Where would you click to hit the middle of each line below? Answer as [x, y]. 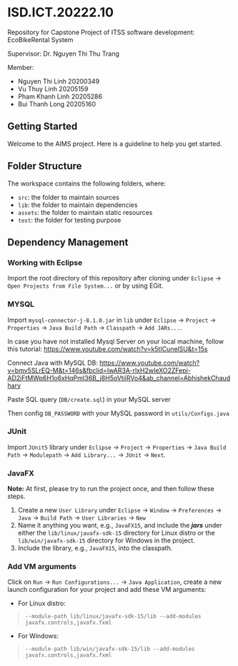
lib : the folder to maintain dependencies [78, 205]
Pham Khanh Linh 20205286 [60, 96]
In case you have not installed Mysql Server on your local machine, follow [115, 341]
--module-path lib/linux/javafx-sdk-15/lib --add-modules [113, 617]
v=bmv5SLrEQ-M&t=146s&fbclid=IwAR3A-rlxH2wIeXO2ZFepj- [99, 370]
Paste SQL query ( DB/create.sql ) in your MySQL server [89, 399]
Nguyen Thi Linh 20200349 [59, 81]
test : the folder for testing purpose [69, 220]
